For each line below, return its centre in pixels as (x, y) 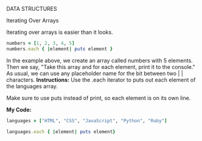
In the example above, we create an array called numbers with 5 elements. (99, 61)
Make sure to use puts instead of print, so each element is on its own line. (99, 98)
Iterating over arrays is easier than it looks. (60, 32)
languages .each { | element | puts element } (61, 132)
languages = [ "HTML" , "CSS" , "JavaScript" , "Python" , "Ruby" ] (87, 120)
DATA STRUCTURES (32, 9)
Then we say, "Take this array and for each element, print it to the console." (101, 67)
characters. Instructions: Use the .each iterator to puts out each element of (101, 80)
